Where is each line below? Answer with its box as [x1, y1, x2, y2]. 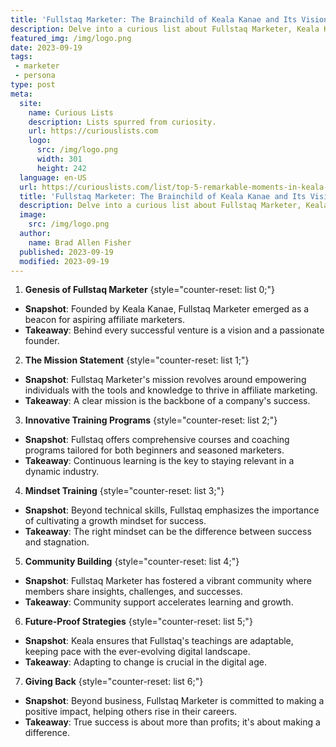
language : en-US [19, 172, 87, 183]
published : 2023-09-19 [19, 247, 114, 257]
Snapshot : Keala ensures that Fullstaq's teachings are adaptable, [24, 635, 294, 647]
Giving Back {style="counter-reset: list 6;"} [24, 676, 204, 688]
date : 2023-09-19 [10, 42, 83, 53]
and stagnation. [24, 536, 90, 548]
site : [19, 98, 43, 108]
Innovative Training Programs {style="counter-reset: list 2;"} [24, 414, 278, 426]
